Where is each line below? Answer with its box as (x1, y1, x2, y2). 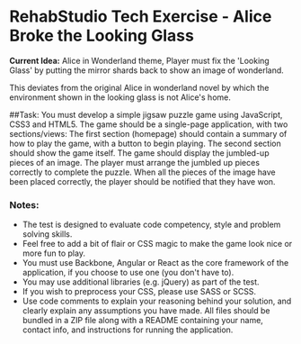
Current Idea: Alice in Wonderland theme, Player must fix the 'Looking (9, 55, 270, 66)
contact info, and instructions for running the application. (22, 324, 234, 335)
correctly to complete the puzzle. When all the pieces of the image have (9, 167, 276, 177)
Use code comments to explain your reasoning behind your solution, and (22, 295, 292, 307)
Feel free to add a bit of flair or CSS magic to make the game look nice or (22, 239, 293, 249)
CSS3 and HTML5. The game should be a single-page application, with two (9, 119, 288, 130)
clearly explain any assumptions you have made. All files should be (22, 305, 270, 316)
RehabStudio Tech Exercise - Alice (9, 6, 272, 27)
